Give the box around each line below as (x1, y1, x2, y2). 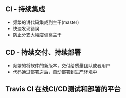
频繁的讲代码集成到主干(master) (12, 19, 79, 25)
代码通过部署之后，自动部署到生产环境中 (12, 69, 97, 75)
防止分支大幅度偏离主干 (12, 32, 62, 38)
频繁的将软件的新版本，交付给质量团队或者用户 (12, 62, 110, 68)
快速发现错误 (12, 25, 39, 31)
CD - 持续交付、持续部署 (5, 48, 81, 57)
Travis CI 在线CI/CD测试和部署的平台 (5, 85, 121, 93)
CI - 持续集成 (5, 5, 46, 14)
